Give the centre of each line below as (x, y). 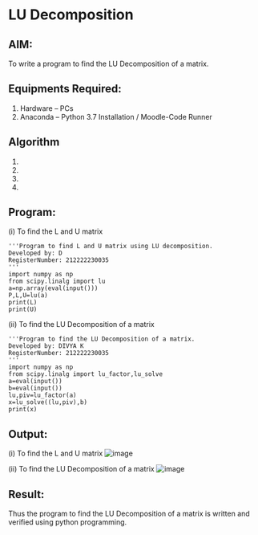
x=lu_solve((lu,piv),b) (48, 402)
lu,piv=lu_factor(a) (43, 395)
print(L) (23, 303)
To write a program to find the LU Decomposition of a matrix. (109, 63)
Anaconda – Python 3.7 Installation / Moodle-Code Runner (116, 116)
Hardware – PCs (46, 108)
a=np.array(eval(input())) (53, 288)
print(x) (23, 410)
